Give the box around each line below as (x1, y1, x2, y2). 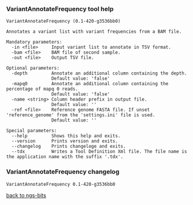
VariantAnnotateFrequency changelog (6, 167, 120, 176)
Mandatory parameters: (6, 39, 62, 45)
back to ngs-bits (6, 191, 46, 198)
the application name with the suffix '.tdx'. (6, 154, 124, 160)
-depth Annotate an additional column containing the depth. (11, 70, 187, 76)
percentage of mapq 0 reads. (6, 86, 78, 92)
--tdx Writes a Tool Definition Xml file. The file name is (11, 148, 187, 155)
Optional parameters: (6, 65, 60, 72)
